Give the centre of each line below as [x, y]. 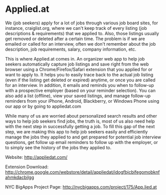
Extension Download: [27, 167]
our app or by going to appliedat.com [43, 106]
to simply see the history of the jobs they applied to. [58, 147]
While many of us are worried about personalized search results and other [81, 116]
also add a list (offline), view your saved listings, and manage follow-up [78, 96]
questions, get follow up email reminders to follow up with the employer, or [82, 142]
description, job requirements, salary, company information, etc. [71, 49]
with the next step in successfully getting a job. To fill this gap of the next [80, 126]
